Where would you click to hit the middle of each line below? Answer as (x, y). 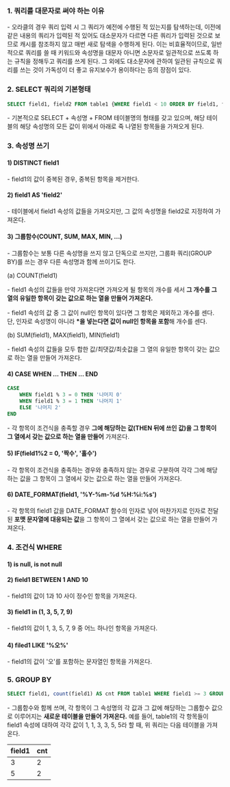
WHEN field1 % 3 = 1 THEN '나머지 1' (71, 401)
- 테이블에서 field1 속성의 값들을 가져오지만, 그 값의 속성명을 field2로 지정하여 (111, 211)
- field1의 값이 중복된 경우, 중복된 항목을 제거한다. (73, 179)
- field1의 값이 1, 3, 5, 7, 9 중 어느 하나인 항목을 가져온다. (82, 628)
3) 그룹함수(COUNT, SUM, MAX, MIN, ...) (65, 237)
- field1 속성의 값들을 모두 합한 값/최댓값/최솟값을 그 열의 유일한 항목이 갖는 (107, 349)
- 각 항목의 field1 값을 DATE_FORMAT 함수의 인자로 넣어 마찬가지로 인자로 (107, 510)
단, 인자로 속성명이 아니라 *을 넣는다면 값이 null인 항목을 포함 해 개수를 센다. (107, 321)
